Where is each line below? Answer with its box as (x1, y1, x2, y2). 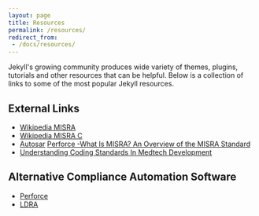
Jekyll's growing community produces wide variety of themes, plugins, (8, 62, 239, 71)
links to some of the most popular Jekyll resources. (8, 79, 175, 89)
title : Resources (8, 19, 65, 27)
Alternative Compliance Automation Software (8, 170, 237, 184)
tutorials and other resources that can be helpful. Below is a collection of (8, 71, 244, 80)
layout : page (8, 11, 51, 20)
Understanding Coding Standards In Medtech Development (19, 147, 213, 157)
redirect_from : (8, 33, 58, 42)
